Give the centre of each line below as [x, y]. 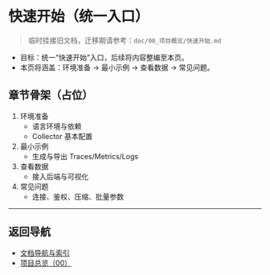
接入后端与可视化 [60, 176]
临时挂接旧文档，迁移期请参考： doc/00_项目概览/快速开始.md [125, 40]
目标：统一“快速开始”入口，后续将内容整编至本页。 [104, 57]
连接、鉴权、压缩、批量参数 [78, 196]
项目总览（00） [46, 263]
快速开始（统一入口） [79, 16]
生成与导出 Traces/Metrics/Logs [85, 156]
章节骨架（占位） [51, 95]
